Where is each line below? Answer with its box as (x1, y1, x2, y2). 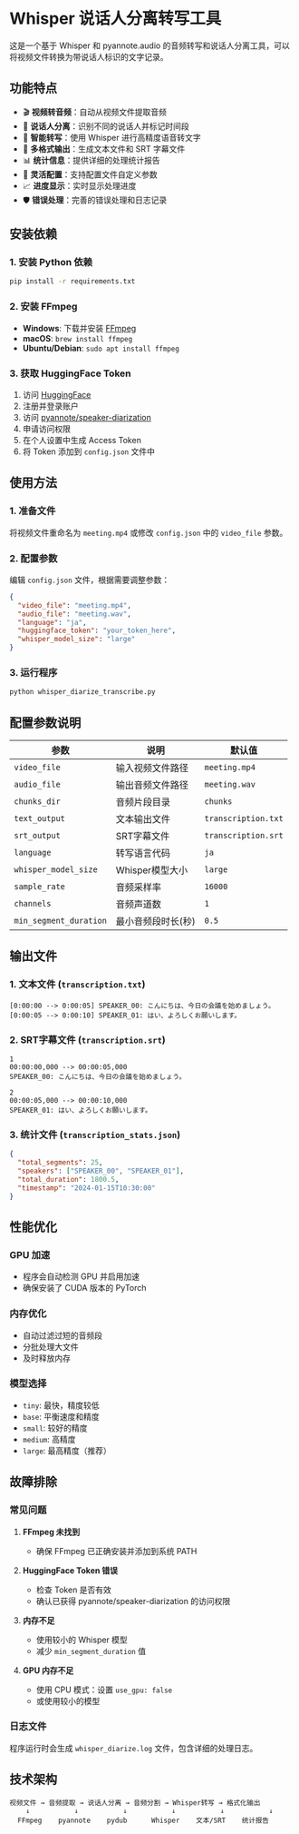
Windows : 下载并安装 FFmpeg (22, 322, 137, 333)
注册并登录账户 (22, 401, 79, 411)
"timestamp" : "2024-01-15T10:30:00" (17, 1183, 156, 1193)
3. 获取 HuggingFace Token (9, 367, 131, 380)
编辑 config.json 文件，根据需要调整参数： (9, 574, 170, 585)
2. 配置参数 (9, 551, 58, 564)
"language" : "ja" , (17, 618, 88, 627)
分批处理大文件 (22, 1341, 79, 1352)
